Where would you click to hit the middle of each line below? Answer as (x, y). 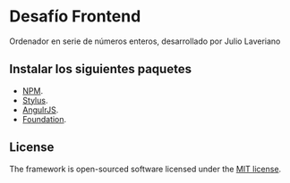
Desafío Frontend (75, 17)
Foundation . (44, 119)
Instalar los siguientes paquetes (101, 69)
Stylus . (35, 100)
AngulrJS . (40, 110)
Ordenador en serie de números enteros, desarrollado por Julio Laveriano (145, 41)
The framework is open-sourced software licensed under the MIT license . (145, 169)
